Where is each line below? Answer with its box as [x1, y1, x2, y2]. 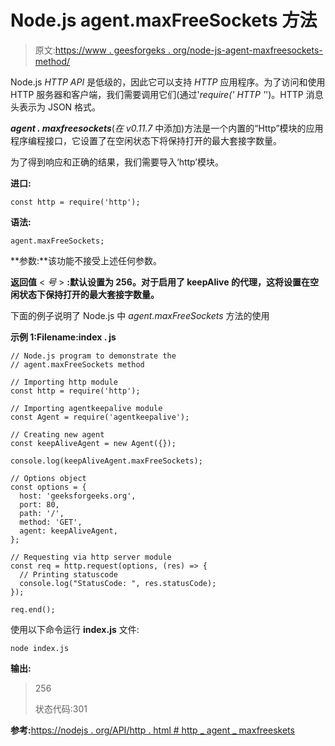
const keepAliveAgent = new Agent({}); [10, 438, 177, 448]
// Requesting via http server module [10, 552, 172, 562]
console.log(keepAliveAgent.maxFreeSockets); [10, 456, 203, 466]
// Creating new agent [10, 429, 105, 440]
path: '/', [19, 508, 65, 518]
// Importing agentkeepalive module [10, 403, 163, 413]
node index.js [10, 643, 70, 653]
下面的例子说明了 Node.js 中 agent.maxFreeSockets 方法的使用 [10, 309, 270, 321]
